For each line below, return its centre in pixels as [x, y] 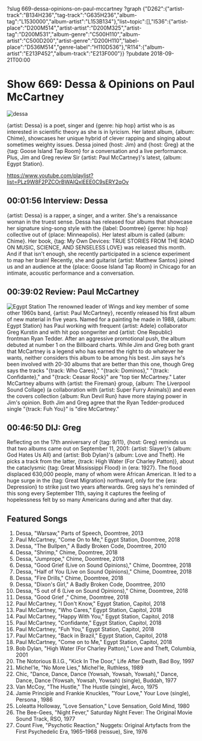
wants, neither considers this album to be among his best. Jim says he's [96, 357]
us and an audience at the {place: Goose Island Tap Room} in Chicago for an [102, 266]
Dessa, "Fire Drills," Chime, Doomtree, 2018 [69, 578]
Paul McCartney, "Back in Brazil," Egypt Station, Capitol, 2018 [91, 636]
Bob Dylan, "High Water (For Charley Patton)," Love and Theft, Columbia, [106, 649]
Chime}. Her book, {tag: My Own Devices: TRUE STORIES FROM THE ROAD [101, 241]
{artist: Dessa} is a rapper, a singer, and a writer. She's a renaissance [92, 215]
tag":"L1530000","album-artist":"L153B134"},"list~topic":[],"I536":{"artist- [98, 21]
